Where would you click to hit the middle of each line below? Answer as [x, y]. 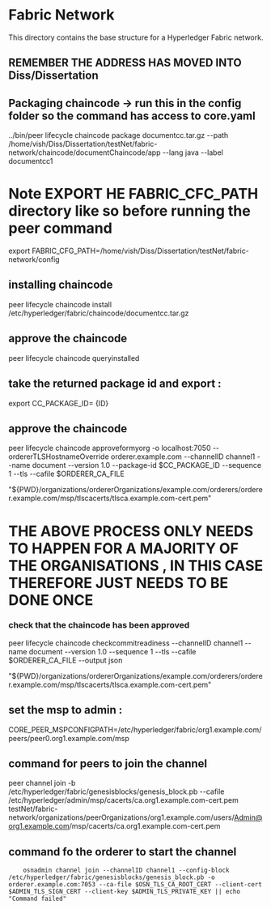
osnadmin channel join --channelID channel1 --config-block [126, 870]
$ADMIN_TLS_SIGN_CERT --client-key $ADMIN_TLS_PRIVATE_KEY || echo [125, 892]
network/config [34, 259]
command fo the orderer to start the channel [123, 852]
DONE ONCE [51, 600]
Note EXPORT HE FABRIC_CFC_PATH [133, 194]
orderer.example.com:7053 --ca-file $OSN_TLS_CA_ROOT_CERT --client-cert [135, 885]
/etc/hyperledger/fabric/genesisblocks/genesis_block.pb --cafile [116, 791]
